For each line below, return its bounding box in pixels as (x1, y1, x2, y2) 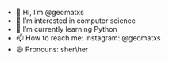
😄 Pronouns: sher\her (15, 44, 89, 54)
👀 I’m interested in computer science (15, 16, 136, 25)
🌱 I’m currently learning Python (15, 25, 117, 33)
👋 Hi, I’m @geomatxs (15, 8, 85, 17)
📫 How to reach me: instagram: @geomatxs (15, 33, 161, 43)
